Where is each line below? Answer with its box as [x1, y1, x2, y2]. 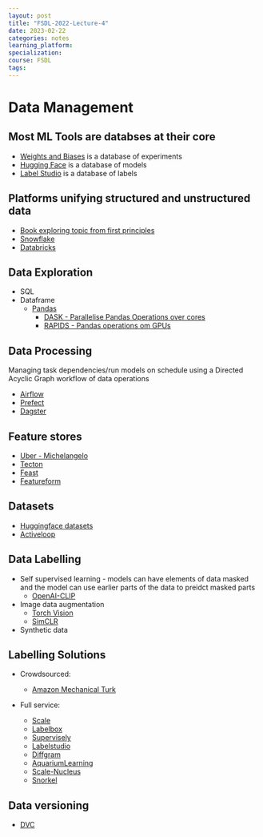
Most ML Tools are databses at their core [8, 130, 216, 144]
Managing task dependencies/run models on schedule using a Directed [8, 365, 244, 375]
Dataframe [19, 296, 56, 305]
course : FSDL [8, 57, 52, 65]
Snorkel [31, 775, 58, 785]
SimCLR [31, 616, 58, 626]
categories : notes [8, 34, 70, 42]
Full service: [19, 700, 61, 710]
